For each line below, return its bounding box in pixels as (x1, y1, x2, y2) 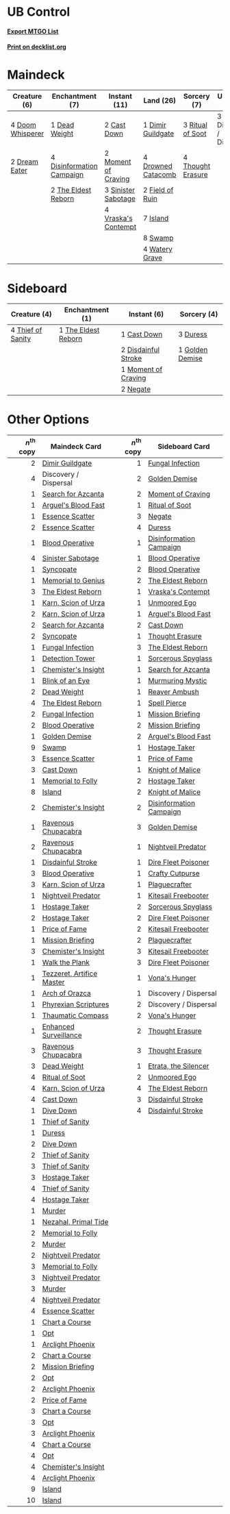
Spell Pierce (148, 698, 187, 708)
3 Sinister (104, 186, 136, 195)
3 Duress (177, 330, 207, 339)
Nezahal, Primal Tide (42, 1217, 109, 1226)
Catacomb (142, 170, 177, 179)
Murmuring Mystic (148, 675, 207, 685)
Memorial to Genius (42, 575, 105, 585)
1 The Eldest (59, 325, 100, 335)
